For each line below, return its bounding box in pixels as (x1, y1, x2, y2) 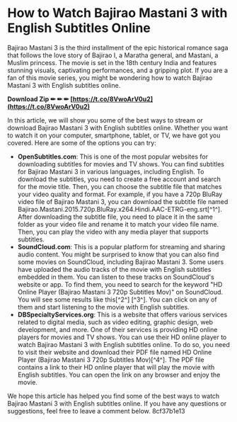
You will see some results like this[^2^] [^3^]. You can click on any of (17, 295, 217, 304)
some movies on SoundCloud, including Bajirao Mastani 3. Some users (17, 257, 224, 266)
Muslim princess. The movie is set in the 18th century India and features (7, 58, 217, 67)
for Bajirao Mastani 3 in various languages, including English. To (17, 167, 204, 176)
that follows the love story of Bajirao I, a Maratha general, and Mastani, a (7, 51, 219, 59)
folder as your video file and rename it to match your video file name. (17, 219, 219, 228)
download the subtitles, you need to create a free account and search (17, 175, 221, 183)
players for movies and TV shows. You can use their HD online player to (17, 333, 227, 341)
